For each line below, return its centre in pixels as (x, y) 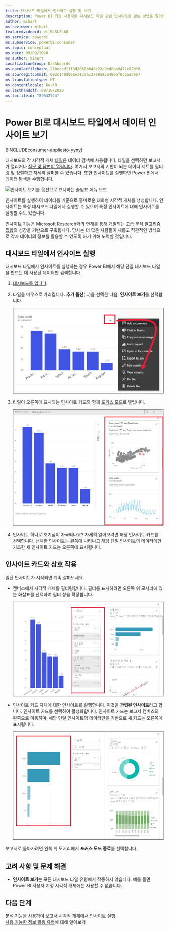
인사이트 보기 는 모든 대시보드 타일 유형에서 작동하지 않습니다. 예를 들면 (81, 879)
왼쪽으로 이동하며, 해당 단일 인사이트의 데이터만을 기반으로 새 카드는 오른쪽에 (88, 718)
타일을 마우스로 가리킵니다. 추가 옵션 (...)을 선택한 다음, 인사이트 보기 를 (81, 294)
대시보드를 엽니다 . (30, 283)
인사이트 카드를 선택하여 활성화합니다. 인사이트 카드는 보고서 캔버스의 (91, 711)
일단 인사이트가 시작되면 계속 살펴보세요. (45, 578)
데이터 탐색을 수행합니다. (29, 179)
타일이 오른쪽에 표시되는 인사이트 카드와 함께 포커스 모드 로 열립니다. (79, 402)
